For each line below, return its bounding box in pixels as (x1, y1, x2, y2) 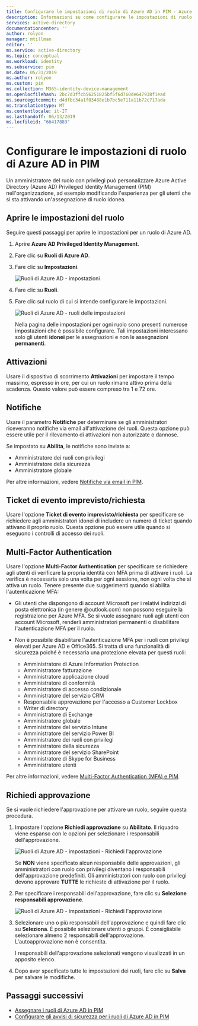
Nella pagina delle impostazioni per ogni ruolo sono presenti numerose (14, 321, 188, 328)
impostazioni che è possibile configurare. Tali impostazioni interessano (14, 327, 188, 334)
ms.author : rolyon (6, 75, 52, 81)
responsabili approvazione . (14, 896, 84, 903)
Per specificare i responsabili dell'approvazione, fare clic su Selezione (14, 889, 187, 897)
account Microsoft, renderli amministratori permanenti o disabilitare (14, 619, 180, 626)
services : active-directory (6, 20, 76, 26)
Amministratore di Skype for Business (23, 755, 116, 762)
